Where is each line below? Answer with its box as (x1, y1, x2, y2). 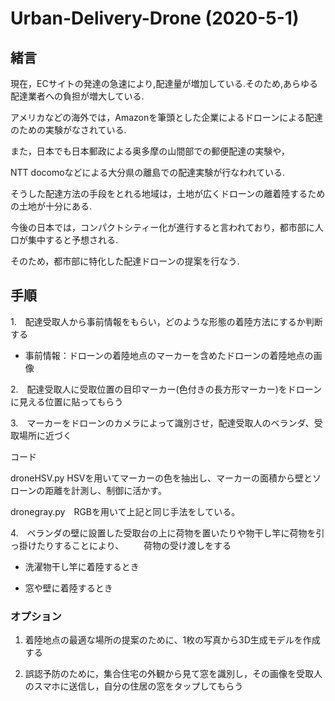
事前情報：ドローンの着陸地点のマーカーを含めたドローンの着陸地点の (24, 349, 314, 361)
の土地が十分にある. (10, 200, 93, 212)
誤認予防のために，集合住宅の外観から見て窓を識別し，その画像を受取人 (24, 668, 323, 680)
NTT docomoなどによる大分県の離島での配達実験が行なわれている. (10, 167, 286, 178)
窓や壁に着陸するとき (24, 582, 113, 594)
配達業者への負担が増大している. (10, 90, 145, 102)
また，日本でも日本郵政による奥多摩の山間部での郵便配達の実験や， (10, 145, 290, 157)
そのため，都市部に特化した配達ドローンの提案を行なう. (10, 255, 240, 267)
